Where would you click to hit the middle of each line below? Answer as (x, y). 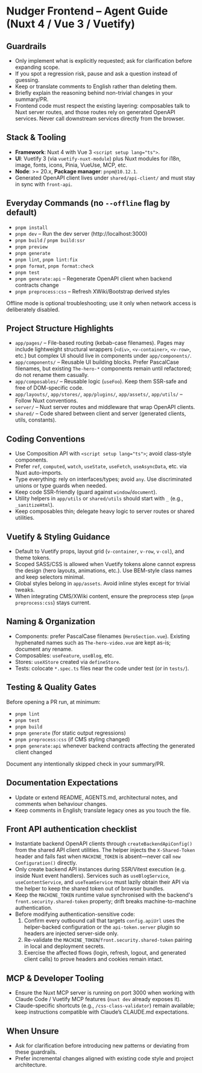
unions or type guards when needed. (61, 486)
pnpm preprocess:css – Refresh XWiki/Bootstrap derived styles (92, 291)
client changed (33, 752)
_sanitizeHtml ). (34, 505)
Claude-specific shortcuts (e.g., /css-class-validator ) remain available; (105, 1006)
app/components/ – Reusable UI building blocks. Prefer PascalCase (97, 362)
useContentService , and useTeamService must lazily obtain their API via (102, 882)
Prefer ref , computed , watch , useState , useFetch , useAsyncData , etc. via (101, 466)
